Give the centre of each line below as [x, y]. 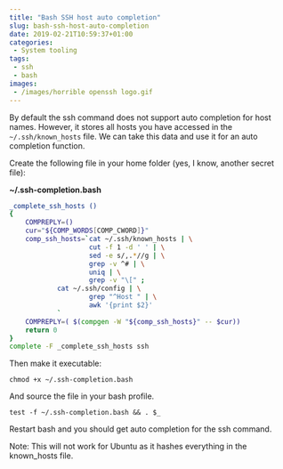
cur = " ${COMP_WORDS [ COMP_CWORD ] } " [87, 231]
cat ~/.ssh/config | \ [99, 289]
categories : [31, 42]
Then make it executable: [56, 364]
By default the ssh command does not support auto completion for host [140, 117]
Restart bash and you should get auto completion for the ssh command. [141, 429]
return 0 [41, 330]
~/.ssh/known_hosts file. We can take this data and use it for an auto [133, 136]
